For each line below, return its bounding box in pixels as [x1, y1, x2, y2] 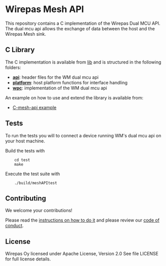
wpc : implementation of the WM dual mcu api [12, 85, 107, 91]
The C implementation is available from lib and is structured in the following [5, 59, 161, 65]
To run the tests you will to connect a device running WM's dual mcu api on [5, 132, 161, 138]
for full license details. [5, 256, 51, 262]
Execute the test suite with [5, 171, 60, 177]
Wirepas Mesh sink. [5, 31, 46, 37]
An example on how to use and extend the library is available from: [5, 94, 143, 100]
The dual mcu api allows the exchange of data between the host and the [5, 25, 155, 31]
